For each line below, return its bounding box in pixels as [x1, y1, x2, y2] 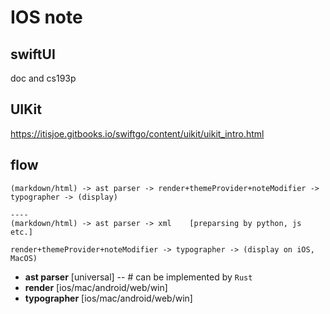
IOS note [10, 6, 83, 29]
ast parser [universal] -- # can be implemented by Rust [24, 271, 253, 283]
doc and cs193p [10, 72, 77, 84]
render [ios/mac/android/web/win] [24, 281, 168, 293]
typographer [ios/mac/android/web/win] [24, 292, 193, 304]
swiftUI [10, 46, 56, 63]
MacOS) [10, 253, 38, 263]
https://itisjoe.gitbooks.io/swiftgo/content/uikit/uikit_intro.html [10, 127, 265, 140]
